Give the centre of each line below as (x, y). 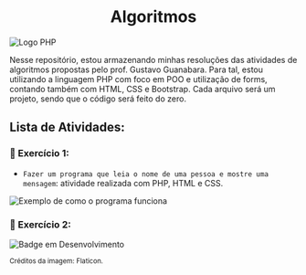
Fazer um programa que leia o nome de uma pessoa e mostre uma (146, 174)
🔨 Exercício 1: (40, 153)
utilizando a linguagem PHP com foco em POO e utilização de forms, (138, 79)
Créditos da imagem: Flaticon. (56, 261)
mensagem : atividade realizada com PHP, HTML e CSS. (123, 183)
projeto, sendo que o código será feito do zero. (98, 99)
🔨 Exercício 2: (40, 224)
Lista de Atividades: (67, 127)
